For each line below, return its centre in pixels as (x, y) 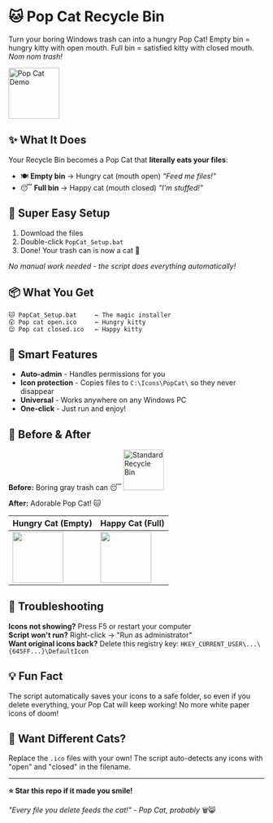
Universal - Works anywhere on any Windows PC (103, 400)
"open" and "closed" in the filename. (70, 767)
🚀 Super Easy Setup (59, 214)
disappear (37, 392)
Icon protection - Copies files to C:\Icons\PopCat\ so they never (128, 383)
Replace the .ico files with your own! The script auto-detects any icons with (136, 758)
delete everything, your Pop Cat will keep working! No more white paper (129, 704)
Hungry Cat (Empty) (52, 523)
